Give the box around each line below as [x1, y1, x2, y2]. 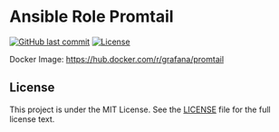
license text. [9, 113, 55, 124]
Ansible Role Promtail [9, 6, 174, 27]
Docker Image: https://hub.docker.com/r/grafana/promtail [9, 53, 225, 64]
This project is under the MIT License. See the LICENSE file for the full [9, 104, 271, 115]
